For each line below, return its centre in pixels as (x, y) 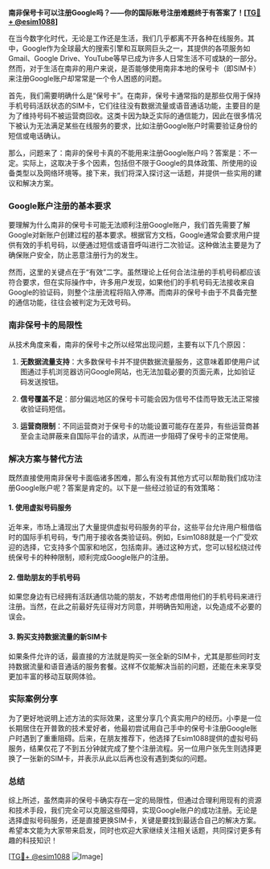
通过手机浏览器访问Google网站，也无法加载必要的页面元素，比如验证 (141, 371)
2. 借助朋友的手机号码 (44, 577)
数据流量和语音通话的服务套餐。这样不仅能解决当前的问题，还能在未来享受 (138, 666)
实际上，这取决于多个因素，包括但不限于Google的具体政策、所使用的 (136, 163)
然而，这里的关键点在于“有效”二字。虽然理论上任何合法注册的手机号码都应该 (135, 272)
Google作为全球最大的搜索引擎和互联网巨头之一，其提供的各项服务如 (136, 48)
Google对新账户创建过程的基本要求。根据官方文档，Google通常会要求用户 (131, 235)
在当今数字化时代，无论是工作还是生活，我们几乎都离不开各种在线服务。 (128, 38)
